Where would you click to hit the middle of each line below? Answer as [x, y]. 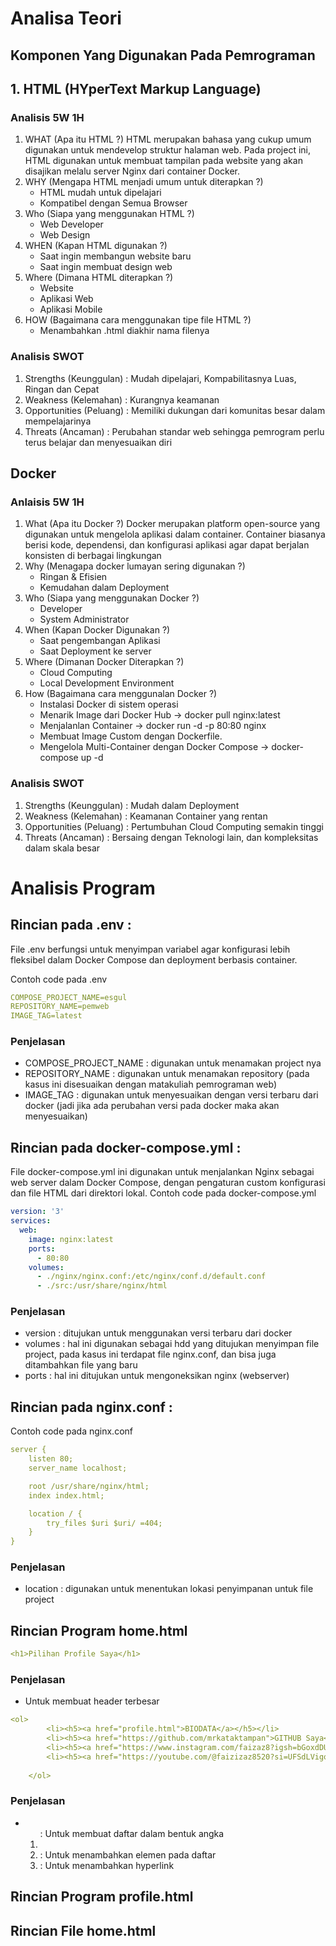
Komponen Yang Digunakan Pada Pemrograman [163, 55]
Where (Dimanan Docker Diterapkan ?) [104, 662]
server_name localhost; [78, 1468]
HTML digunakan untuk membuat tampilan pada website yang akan [163, 161]
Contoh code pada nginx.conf [71, 1431]
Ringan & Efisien [73, 577]
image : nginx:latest [71, 1239]
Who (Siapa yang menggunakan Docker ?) [112, 598]
